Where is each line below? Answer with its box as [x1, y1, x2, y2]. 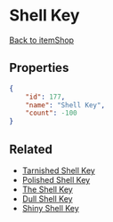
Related [9, 141, 53, 156]
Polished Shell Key [21, 174, 91, 185]
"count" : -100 [25, 108, 77, 118]
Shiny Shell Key [21, 202, 80, 213]
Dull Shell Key [21, 193, 73, 204]
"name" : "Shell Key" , [25, 100, 105, 109]
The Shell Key [21, 184, 73, 194]
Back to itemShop [9, 35, 74, 45]
